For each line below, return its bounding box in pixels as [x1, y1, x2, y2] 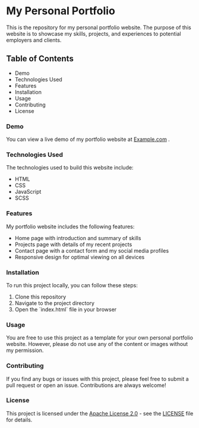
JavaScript [14, 188, 42, 196]
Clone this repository [14, 293, 67, 300]
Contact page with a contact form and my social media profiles [14, 247, 169, 254]
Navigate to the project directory [14, 299, 95, 307]
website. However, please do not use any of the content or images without [6, 341, 188, 348]
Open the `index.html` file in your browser [14, 306, 117, 313]
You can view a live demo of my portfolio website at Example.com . [6, 136, 170, 143]
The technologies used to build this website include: [6, 164, 134, 171]
